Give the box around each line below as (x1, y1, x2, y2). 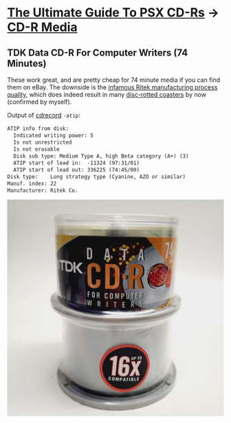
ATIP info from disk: (7, 125, 69, 132)
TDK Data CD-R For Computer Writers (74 (7, 47, 188, 58)
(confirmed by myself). (7, 98, 72, 106)
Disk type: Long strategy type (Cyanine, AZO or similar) (7, 173, 186, 180)
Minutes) (7, 57, 47, 69)
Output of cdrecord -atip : (7, 111, 81, 119)
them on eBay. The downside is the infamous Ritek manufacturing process (7, 83, 218, 91)
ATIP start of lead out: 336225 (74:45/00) (13, 166, 140, 173)
